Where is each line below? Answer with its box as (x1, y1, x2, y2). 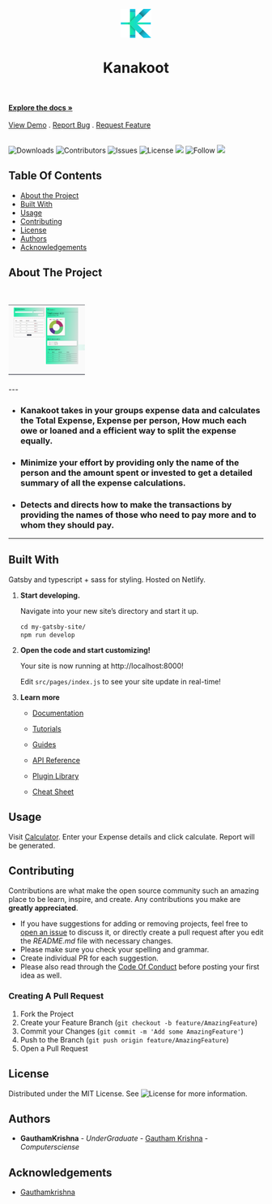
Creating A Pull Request (8, 990, 104, 1002)
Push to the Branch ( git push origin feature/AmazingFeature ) (19, 1034, 229, 1044)
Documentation (32, 708, 84, 718)
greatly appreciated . (8, 903, 79, 913)
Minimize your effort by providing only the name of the (19, 456, 240, 468)
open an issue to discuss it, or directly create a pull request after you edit (19, 927, 264, 937)
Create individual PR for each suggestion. (19, 953, 159, 963)
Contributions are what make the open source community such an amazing (8, 886, 259, 895)
